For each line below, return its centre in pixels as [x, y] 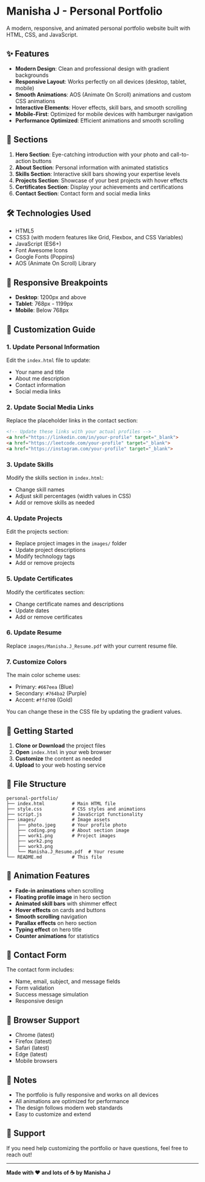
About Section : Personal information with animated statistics [92, 167]
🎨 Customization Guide [51, 329]
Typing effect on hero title [48, 929]
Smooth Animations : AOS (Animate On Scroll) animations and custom [103, 94]
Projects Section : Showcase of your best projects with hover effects [101, 180]
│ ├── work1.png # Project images [61, 836]
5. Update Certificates [40, 579]
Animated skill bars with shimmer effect [66, 903]
